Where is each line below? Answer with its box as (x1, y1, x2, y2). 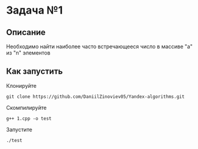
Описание (6, 27, 46, 37)
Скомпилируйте (6, 104, 47, 111)
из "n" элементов (6, 49, 51, 56)
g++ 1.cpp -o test (6, 115, 52, 122)
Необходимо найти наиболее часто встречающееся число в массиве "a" (6, 43, 193, 50)
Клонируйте (6, 82, 37, 89)
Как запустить (6, 66, 63, 77)
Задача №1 (6, 4, 63, 17)
